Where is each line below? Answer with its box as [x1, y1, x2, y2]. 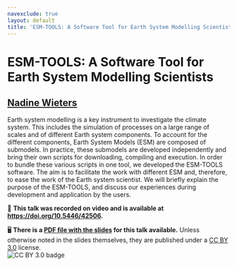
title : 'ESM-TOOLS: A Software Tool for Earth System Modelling [7, 23, 200, 30]
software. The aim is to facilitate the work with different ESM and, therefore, [7, 168, 228, 176]
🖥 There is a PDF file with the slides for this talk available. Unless [7, 226, 200, 234]
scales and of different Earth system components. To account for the [7, 131, 208, 139]
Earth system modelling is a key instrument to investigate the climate [7, 116, 207, 124]
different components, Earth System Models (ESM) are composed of [7, 138, 207, 147]
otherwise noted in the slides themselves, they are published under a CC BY [7, 236, 229, 244]
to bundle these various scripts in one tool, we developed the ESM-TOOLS [7, 160, 224, 169]
